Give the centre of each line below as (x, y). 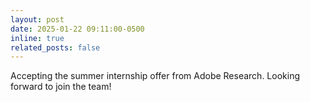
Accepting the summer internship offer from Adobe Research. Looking (155, 76)
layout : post (37, 19)
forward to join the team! (61, 87)
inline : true (37, 38)
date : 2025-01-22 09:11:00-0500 (77, 29)
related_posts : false (55, 47)
